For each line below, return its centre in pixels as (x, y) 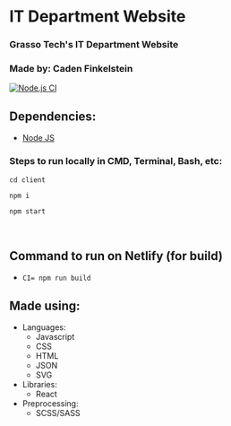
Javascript (55, 337)
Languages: (44, 327)
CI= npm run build (56, 278)
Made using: (45, 305)
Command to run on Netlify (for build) (116, 256)
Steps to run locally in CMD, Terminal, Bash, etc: (116, 161)
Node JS (38, 138)
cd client (28, 180)
